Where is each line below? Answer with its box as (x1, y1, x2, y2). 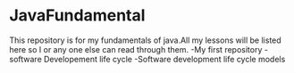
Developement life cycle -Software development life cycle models (43, 53, 286, 64)
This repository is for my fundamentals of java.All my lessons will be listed (9, 35, 281, 45)
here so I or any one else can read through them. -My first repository (9, 44, 263, 54)
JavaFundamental (9, 5, 146, 26)
